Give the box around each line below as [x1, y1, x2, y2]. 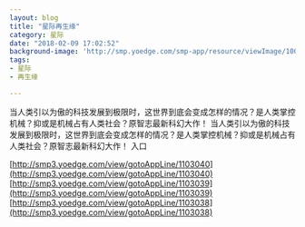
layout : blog [9, 13, 59, 23]
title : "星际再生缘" [9, 22, 80, 31]
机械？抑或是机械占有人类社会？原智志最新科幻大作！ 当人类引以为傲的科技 [9, 117, 290, 128]
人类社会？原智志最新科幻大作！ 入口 [9, 140, 147, 151]
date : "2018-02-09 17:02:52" [9, 38, 120, 48]
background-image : [9, 47, 79, 56]
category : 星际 [9, 30, 64, 39]
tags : [9, 55, 30, 64]
